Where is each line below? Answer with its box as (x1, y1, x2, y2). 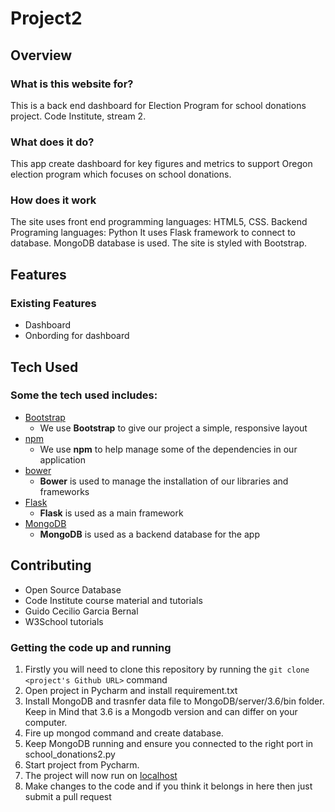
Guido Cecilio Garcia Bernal (24, 605, 139, 617)
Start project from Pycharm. (24, 758, 140, 771)
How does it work (10, 193, 97, 207)
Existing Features (10, 296, 97, 310)
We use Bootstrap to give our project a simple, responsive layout (39, 422, 308, 434)
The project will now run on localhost (24, 769, 178, 781)
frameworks (39, 485, 90, 497)
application (39, 453, 87, 466)
